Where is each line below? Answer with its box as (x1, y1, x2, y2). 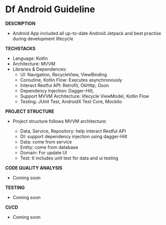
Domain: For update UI (20, 149, 67, 155)
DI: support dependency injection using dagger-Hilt (20, 133, 128, 139)
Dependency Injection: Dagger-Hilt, (20, 87, 95, 93)
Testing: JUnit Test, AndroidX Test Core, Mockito (20, 98, 122, 105)
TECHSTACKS (5, 45, 36, 51)
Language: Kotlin (12, 55, 48, 61)
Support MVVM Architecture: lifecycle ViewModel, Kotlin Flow (20, 93, 149, 99)
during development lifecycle (12, 36, 73, 42)
